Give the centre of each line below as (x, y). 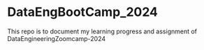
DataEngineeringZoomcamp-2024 (57, 38)
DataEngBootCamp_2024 (83, 12)
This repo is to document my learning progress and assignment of (102, 31)
